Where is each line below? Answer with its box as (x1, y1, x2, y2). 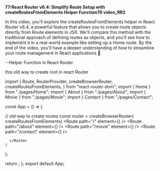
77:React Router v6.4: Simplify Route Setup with (5, 4, 105, 10)
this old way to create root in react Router (5, 69, 89, 75)
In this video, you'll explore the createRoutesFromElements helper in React (5, 19, 155, 24)
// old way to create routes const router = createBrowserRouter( (5, 113, 134, 119)
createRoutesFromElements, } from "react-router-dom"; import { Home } (5, 84, 151, 90)
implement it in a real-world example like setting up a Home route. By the (5, 40, 152, 46)
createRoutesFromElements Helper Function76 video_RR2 (5, 9, 126, 15)
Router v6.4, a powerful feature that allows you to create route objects (5, 24, 147, 30)
